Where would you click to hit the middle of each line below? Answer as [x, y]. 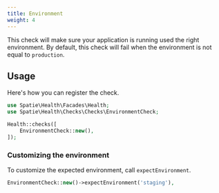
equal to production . [36, 54]
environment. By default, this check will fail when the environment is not [109, 47]
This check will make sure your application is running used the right [103, 39]
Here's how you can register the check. [63, 93]
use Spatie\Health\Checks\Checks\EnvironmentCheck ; [83, 112]
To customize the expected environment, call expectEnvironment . [99, 169]
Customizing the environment [58, 155]
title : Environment [35, 13]
